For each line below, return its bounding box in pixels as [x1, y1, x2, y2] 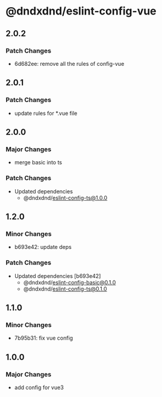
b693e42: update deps [14, 244, 72, 251]
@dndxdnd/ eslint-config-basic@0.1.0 [23, 279, 116, 286]
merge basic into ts [14, 159, 63, 166]
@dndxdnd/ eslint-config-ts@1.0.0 [23, 194, 108, 201]
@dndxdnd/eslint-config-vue [5, 4, 157, 18]
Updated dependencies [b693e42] [14, 272, 101, 279]
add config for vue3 [14, 384, 64, 391]
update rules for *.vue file [14, 109, 78, 117]
